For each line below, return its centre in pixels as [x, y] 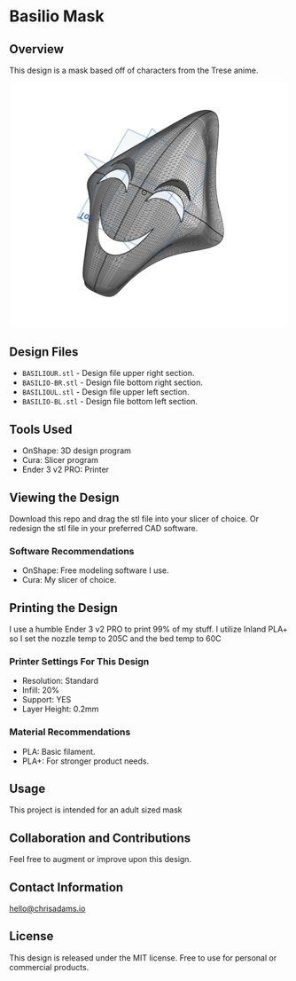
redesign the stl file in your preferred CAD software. [104, 528]
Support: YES [47, 700]
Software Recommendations [72, 551]
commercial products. [49, 967]
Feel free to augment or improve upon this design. [101, 859]
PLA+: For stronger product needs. [85, 761]
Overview [37, 49]
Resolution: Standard [60, 681]
